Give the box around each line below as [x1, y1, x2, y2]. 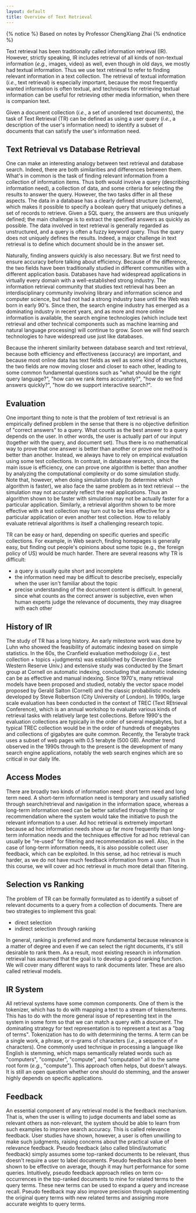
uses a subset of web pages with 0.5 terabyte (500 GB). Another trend [6, 736, 176, 743]
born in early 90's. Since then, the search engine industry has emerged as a [6, 302, 188, 309]
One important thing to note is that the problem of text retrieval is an [6, 414, 170, 422]
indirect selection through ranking [14, 925, 96, 932]
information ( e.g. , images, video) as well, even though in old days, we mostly [6, 60, 190, 67]
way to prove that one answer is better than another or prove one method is [6, 446, 188, 453]
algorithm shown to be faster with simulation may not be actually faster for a [6, 495, 189, 502]
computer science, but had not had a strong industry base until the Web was [6, 296, 190, 303]
